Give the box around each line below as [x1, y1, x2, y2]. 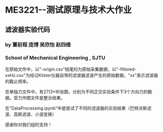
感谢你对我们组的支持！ [5, 121, 52, 127]
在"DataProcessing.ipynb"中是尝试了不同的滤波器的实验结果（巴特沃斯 [5, 105, 147, 111]
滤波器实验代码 [5, 25, 50, 34]
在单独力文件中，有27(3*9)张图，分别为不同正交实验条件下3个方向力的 [5, 89, 148, 94]
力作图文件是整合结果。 [18, 94, 65, 100]
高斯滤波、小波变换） [13, 111, 57, 117]
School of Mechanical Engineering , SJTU [5, 55, 105, 61]
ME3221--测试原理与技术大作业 [5, 4, 132, 16]
